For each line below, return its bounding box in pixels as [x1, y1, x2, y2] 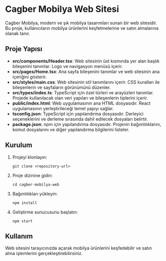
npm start [12, 218, 33, 224]
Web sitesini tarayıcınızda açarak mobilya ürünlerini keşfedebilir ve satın [5, 245, 152, 251]
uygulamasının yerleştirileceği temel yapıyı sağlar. [12, 105, 114, 111]
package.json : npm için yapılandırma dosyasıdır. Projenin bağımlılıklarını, [12, 121, 162, 127]
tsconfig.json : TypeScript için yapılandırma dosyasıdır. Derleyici [12, 111, 144, 117]
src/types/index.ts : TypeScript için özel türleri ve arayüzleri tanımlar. [12, 89, 154, 95]
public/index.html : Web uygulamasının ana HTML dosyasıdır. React [12, 100, 151, 106]
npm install [12, 200, 37, 205]
